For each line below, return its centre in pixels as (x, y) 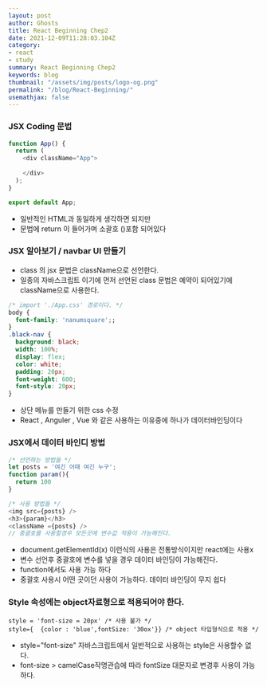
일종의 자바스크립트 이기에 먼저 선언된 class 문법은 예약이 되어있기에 (126, 280)
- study (21, 61)
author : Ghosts (33, 23)
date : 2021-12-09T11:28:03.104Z (62, 38)
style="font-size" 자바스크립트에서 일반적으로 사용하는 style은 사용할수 (132, 645)
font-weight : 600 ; (46, 379)
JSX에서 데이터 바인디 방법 (57, 443)
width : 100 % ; (37, 350)
